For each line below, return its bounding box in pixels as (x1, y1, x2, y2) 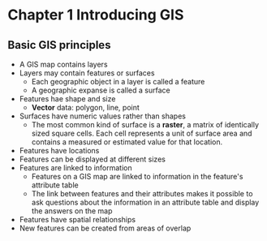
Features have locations (19, 146, 100, 155)
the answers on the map (31, 206, 113, 216)
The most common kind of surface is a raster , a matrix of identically (31, 120, 260, 129)
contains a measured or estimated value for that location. (31, 137, 223, 147)
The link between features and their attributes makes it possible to (31, 189, 253, 198)
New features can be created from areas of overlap (19, 223, 192, 233)
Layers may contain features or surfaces (19, 68, 155, 78)
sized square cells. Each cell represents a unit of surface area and (31, 128, 252, 138)
